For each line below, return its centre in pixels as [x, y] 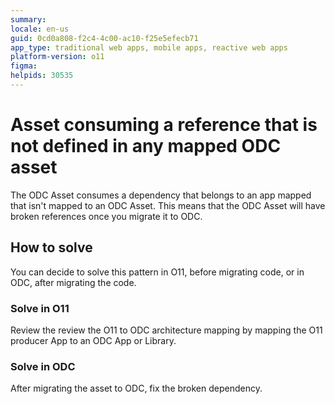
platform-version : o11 [57, 57]
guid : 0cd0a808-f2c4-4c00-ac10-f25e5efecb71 [104, 38]
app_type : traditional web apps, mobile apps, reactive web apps [149, 47]
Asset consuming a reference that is [164, 125]
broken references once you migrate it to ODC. [106, 216]
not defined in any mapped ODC [146, 146]
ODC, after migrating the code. [73, 282]
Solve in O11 [40, 308]
